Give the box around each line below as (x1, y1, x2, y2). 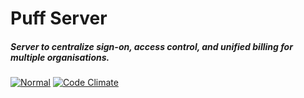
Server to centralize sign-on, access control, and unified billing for (10, 40, 293, 52)
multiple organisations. (10, 51, 110, 63)
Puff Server (10, 7, 108, 30)
